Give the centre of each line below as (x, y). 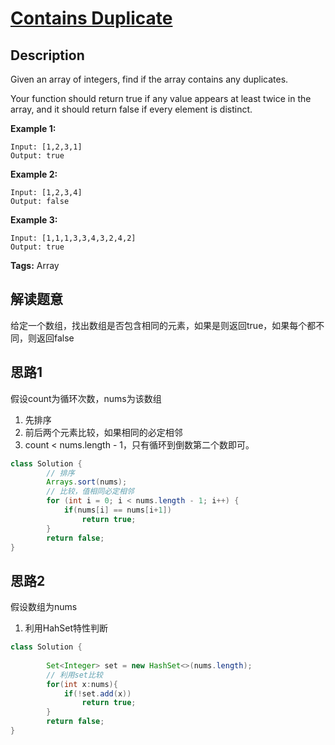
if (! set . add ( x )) (97, 693)
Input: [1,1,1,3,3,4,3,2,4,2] (73, 238)
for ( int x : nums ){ (82, 684)
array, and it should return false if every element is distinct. (131, 109)
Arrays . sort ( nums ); (87, 482)
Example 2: (34, 174)
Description (47, 55)
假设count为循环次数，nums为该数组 (86, 398)
